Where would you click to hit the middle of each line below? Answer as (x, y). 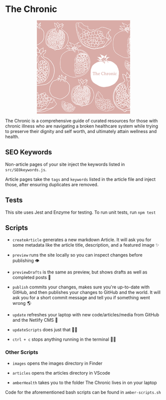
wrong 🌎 (22, 303)
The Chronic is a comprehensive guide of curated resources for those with (82, 121)
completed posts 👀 (32, 277)
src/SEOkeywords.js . (26, 169)
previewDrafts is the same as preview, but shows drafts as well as (80, 272)
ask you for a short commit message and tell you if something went (81, 298)
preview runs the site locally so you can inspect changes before (77, 255)
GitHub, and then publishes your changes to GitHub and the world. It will (86, 292)
